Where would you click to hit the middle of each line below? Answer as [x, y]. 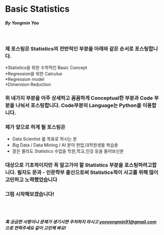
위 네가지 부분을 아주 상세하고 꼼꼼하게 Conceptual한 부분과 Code [79, 98]
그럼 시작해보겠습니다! [30, 194]
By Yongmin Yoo [22, 23]
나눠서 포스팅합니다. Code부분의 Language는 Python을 [78, 105]
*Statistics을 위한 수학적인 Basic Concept [46, 68]
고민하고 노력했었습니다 [31, 180]
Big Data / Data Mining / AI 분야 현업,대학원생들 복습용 [65, 145]
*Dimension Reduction [28, 85]
